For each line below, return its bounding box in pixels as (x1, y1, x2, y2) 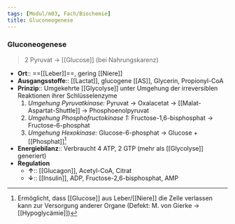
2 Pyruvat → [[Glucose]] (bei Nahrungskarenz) (24, 55, 159, 64)
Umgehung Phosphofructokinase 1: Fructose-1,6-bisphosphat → (27, 113, 213, 122)
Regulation (17, 159, 50, 167)
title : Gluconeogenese (7, 17, 73, 24)
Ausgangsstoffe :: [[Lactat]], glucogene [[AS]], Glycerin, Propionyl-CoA (17, 76, 224, 84)
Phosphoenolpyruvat (89, 106, 149, 114)
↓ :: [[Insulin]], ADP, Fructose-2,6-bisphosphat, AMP (27, 174, 179, 182)
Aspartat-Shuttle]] (27, 106, 80, 114)
